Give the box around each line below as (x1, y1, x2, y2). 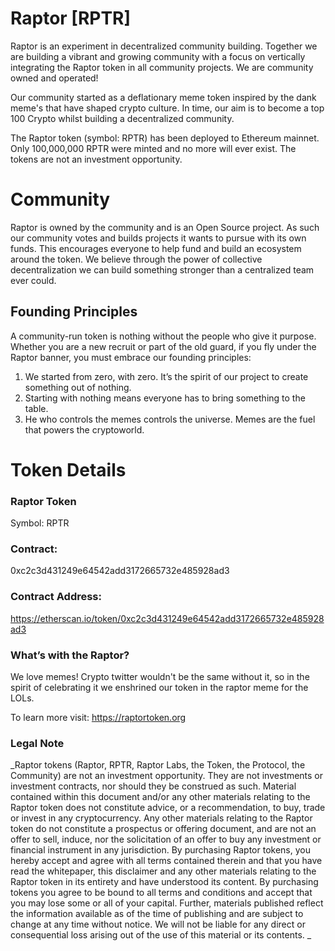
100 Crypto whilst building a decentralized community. (10, 112, 235, 124)
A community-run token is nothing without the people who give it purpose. (10, 330, 317, 342)
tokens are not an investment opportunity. (10, 153, 183, 165)
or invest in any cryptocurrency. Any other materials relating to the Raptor (10, 812, 313, 824)
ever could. (10, 274, 57, 286)
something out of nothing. (24, 381, 132, 393)
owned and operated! (10, 72, 99, 84)
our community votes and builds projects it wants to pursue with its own (10, 232, 307, 244)
